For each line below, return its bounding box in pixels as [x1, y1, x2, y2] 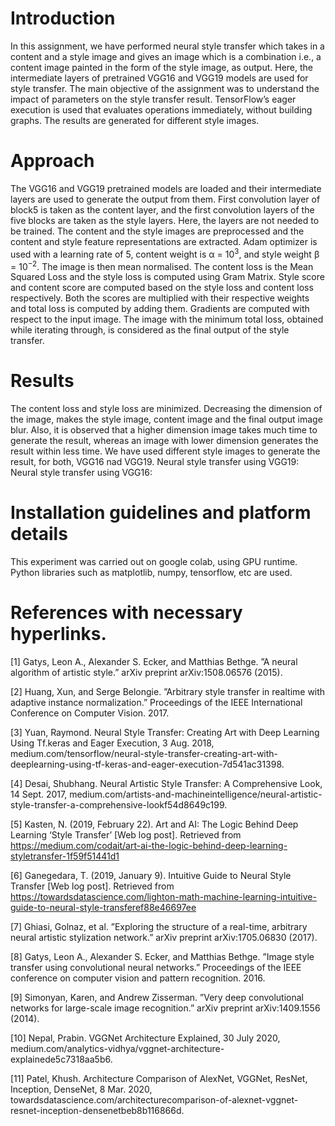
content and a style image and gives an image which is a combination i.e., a [10, 50, 322, 62]
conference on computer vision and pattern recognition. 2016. [10, 972, 266, 984]
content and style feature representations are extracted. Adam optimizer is [10, 235, 318, 247]
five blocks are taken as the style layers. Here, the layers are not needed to [10, 214, 320, 226]
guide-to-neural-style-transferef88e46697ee [10, 902, 197, 913]
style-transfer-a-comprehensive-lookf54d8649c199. [10, 799, 228, 811]
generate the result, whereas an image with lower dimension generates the [10, 435, 319, 447]
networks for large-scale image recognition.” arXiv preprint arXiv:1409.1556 [10, 1002, 321, 1014]
